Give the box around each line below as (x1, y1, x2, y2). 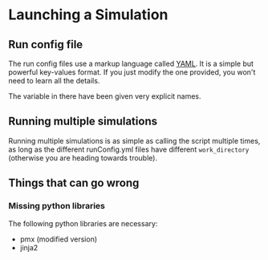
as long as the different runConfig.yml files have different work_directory (8, 144, 250, 154)
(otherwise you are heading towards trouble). (8, 152, 158, 162)
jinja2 (19, 242, 39, 252)
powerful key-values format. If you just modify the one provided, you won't (8, 67, 256, 77)
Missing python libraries (8, 201, 106, 212)
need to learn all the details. (8, 76, 100, 85)
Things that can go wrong (8, 177, 140, 190)
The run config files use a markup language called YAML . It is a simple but (8, 59, 254, 68)
